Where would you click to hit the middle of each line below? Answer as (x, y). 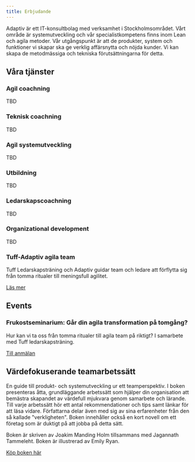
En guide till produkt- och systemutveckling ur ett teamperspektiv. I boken (95, 385)
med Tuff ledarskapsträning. (40, 341)
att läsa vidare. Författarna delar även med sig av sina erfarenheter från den (98, 411)
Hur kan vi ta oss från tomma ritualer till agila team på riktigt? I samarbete (95, 335)
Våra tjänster (30, 72)
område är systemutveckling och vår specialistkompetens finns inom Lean (96, 34)
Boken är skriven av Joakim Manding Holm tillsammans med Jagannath (93, 435)
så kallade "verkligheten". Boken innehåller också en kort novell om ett (91, 417)
